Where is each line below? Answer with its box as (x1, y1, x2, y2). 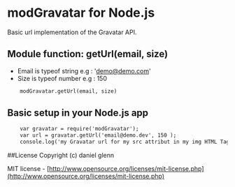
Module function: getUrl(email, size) (7, 48, 169, 60)
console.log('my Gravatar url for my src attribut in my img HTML (20, 138, 218, 146)
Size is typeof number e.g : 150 (17, 74, 107, 82)
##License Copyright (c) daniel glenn (7, 151, 115, 160)
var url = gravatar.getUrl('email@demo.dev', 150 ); (20, 132, 177, 139)
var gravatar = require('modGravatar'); (20, 126, 139, 133)
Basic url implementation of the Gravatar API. (7, 28, 138, 36)
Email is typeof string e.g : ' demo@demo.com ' (17, 66, 152, 75)
